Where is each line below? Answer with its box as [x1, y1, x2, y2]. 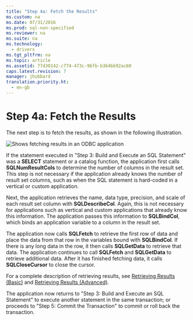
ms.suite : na [6, 36, 38, 41]
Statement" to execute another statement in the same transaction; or [6, 296, 171, 303]
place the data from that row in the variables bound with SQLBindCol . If [6, 236, 178, 243]
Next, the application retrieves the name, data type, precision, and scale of [6, 194, 185, 201]
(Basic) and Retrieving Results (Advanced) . [6, 279, 110, 286]
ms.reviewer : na [6, 30, 45, 36]
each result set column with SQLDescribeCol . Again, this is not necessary [6, 200, 184, 207]
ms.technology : [6, 41, 43, 47]
